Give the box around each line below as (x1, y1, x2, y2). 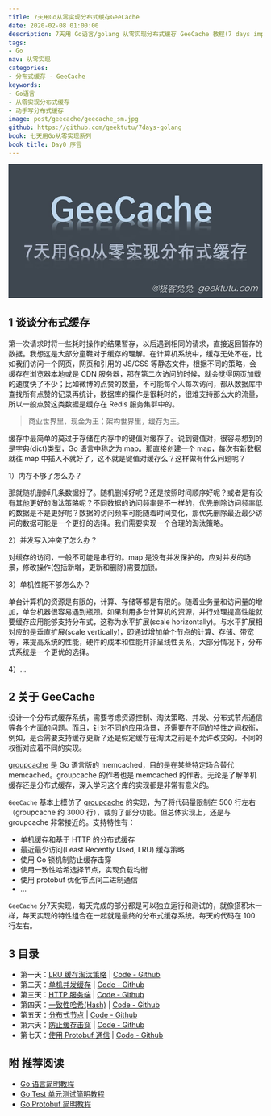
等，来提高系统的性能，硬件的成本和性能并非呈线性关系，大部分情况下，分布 (8, 637, 263, 647)
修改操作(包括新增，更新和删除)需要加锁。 (22, 562, 163, 572)
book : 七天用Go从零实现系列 (8, 132, 92, 140)
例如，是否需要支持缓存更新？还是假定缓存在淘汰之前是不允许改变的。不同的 (8, 733, 263, 743)
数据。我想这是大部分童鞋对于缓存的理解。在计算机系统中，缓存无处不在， (8, 348, 256, 358)
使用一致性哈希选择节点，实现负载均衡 (19, 865, 148, 875)
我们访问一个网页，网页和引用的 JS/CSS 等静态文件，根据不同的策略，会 (15, 359, 257, 369)
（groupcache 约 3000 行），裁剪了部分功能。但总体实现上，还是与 (8, 807, 231, 818)
